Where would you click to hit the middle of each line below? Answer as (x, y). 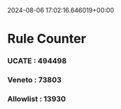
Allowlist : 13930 (36, 98)
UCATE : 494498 (37, 61)
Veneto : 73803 (35, 80)
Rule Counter (47, 39)
